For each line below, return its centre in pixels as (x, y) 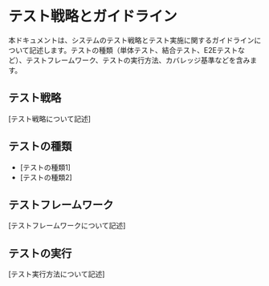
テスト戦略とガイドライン (93, 16)
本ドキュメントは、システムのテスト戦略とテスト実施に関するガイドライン (131, 40)
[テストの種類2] (46, 177)
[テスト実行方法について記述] (57, 274)
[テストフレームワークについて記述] (67, 226)
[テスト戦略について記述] (49, 119)
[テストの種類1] (45, 167)
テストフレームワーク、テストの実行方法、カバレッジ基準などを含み (138, 60)
